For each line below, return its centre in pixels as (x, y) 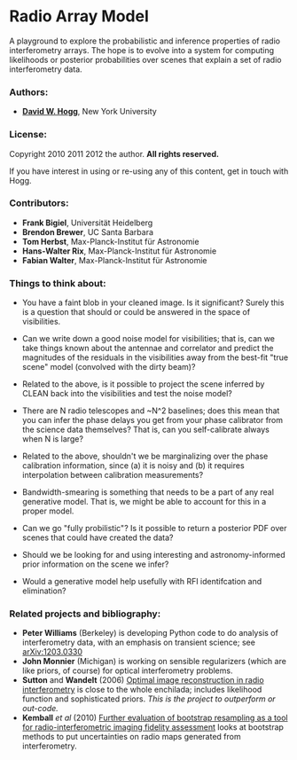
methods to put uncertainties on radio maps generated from (131, 737)
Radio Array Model (79, 16)
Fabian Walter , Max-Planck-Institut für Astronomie (114, 260)
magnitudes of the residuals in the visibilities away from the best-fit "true (155, 357)
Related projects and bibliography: (85, 614)
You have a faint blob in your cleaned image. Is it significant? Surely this (153, 302)
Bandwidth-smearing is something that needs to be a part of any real (148, 492)
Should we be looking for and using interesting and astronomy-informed (153, 555)
